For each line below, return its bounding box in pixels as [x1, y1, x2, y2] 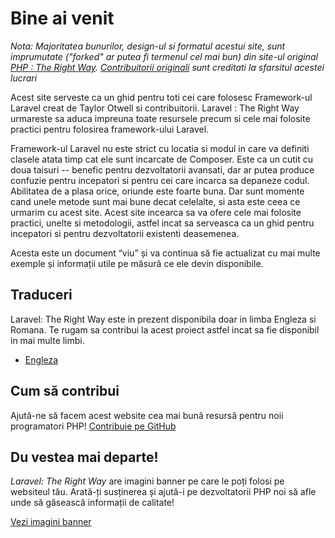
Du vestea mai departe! [10, 448, 159, 466]
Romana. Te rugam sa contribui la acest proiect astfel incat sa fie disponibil [10, 323, 320, 336]
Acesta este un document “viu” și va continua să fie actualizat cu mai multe [10, 247, 321, 259]
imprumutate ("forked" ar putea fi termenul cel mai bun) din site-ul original [10, 50, 318, 62]
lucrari [10, 72, 38, 84]
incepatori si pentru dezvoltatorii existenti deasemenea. [10, 227, 240, 239]
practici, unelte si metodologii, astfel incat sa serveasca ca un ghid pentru [10, 217, 315, 229]
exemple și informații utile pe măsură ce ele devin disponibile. [10, 257, 264, 269]
